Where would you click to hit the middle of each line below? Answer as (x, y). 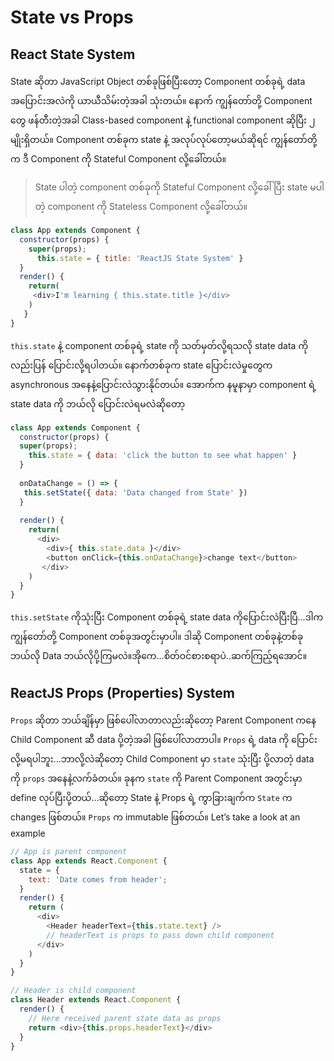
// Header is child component (73, 991)
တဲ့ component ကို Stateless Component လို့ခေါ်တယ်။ (141, 206)
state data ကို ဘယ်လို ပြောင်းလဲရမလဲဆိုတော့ (98, 403)
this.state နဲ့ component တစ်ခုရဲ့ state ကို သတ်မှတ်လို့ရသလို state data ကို (159, 345)
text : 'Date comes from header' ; (98, 879)
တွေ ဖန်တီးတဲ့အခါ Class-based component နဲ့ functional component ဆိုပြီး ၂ (163, 120)
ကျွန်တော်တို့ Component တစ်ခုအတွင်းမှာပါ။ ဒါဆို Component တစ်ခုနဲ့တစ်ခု (157, 637)
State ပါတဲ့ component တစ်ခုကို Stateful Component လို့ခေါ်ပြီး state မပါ (179, 187)
